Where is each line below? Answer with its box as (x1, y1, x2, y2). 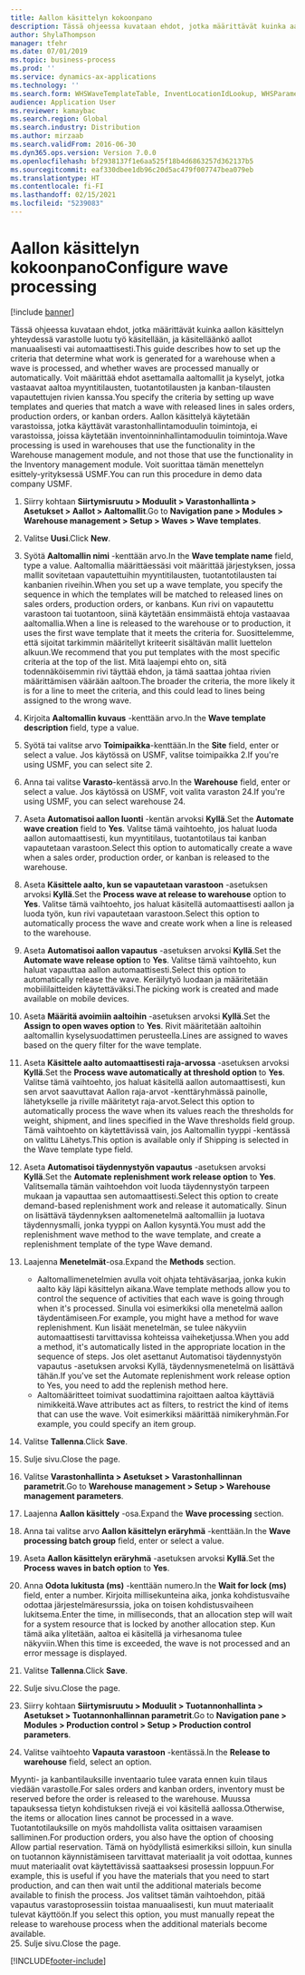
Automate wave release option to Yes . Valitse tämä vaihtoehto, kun (23, 954, 277, 965)
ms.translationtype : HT (10, 173, 100, 182)
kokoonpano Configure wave (10, 258, 229, 278)
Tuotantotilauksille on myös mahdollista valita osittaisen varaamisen (10, 1822, 262, 1833)
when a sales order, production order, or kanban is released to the (23, 852, 270, 863)
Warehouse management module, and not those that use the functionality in (10, 449, 293, 460)
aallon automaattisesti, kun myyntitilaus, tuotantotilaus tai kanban (23, 832, 267, 844)
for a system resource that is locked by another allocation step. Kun (23, 1618, 276, 1629)
